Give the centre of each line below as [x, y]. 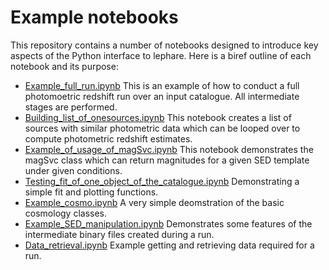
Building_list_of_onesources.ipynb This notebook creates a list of [158, 117]
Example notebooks [94, 17]
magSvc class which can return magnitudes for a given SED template [167, 160]
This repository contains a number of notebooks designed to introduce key [164, 45]
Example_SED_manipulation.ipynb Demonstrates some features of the [168, 223]
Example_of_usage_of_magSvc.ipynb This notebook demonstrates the [169, 149]
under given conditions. [73, 170]
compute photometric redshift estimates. [108, 138]
